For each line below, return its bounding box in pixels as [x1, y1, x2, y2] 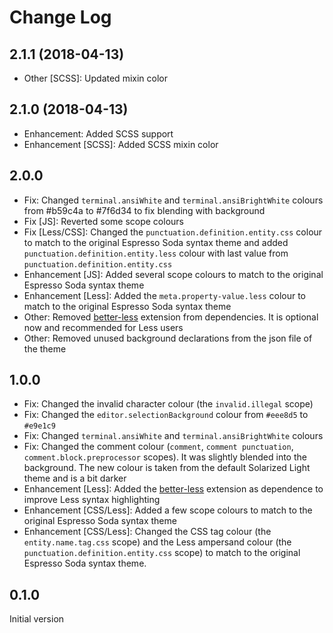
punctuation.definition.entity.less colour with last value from [23, 247, 289, 259]
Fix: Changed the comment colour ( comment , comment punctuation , [23, 441, 294, 453]
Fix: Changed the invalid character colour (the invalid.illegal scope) [23, 398, 314, 410]
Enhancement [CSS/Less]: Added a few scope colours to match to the [23, 504, 313, 516]
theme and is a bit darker [23, 472, 127, 485]
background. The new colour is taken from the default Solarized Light [23, 462, 311, 474]
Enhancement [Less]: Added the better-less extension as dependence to [23, 483, 324, 495]
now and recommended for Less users [23, 321, 184, 333]
